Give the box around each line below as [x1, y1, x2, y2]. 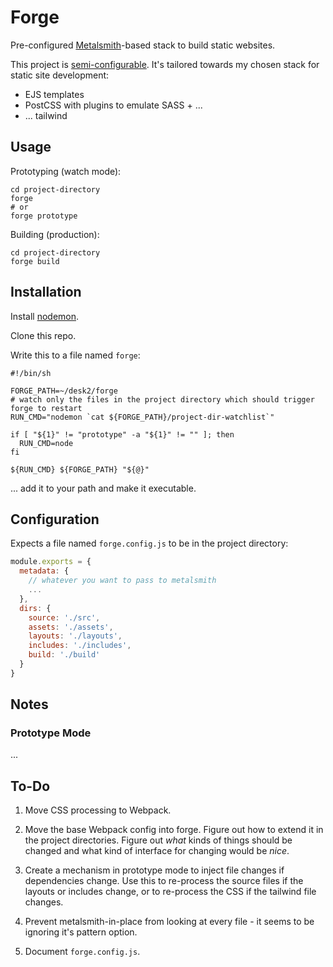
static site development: [10, 69, 110, 81]
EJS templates [24, 88, 85, 100]
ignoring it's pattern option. [24, 926, 138, 938]
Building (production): [10, 228, 100, 240]
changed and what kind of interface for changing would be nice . [24, 845, 290, 857]
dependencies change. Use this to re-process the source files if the [24, 875, 304, 887]
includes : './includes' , [28, 641, 132, 651]
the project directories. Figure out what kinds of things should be [24, 834, 293, 846]
